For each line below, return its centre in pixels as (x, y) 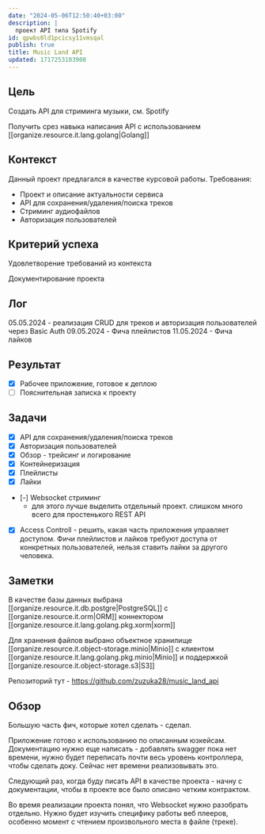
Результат (35, 364)
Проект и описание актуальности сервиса (91, 194)
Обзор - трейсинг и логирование (75, 455)
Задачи (28, 418)
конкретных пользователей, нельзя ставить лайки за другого (123, 547)
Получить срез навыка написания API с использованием (105, 126)
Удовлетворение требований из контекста (80, 263)
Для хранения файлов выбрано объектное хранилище (100, 641)
